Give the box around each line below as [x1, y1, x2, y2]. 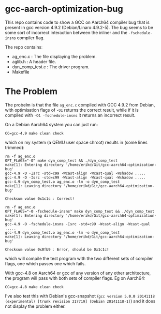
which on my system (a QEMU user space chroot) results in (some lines [5, 139, 147, 145]
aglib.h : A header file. [12, 59, 56, 64]
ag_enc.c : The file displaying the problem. [12, 53, 97, 59]
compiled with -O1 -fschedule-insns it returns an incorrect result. [5, 112, 135, 118]
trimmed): [5, 144, 25, 150]
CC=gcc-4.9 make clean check [5, 131, 64, 136]
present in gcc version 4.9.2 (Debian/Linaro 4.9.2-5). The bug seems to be [5, 24, 154, 30]
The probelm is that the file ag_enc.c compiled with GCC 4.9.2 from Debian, [5, 102, 155, 107]
